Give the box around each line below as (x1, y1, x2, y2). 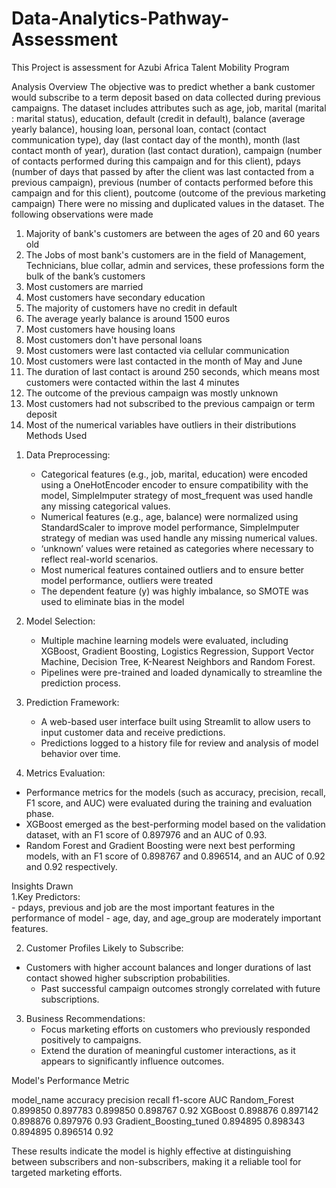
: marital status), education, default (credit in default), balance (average (11, 112, 306, 124)
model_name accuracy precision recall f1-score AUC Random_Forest (11, 1093, 295, 1106)
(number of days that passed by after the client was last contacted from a (11, 165, 314, 177)
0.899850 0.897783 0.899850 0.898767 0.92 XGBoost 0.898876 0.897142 (11, 1104, 319, 1116)
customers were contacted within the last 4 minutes (25, 376, 240, 388)
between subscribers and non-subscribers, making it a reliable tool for (11, 1155, 302, 1167)
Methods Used (25, 429, 88, 441)
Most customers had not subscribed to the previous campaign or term (25, 397, 316, 409)
